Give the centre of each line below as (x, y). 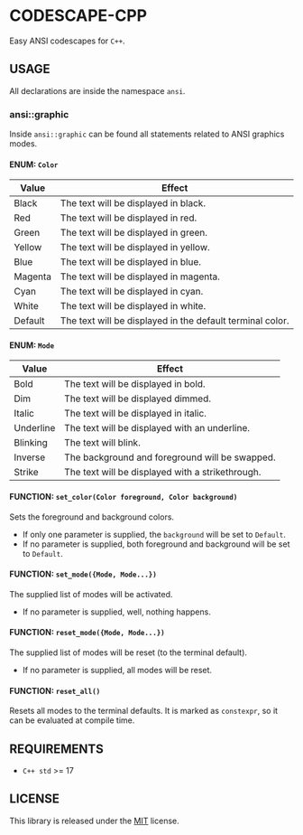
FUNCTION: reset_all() (55, 690)
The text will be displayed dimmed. (138, 399)
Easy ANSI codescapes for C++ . (67, 41)
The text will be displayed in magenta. (140, 277)
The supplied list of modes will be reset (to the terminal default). (129, 652)
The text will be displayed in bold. (135, 384)
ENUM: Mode (32, 345)
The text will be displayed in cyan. (132, 292)
